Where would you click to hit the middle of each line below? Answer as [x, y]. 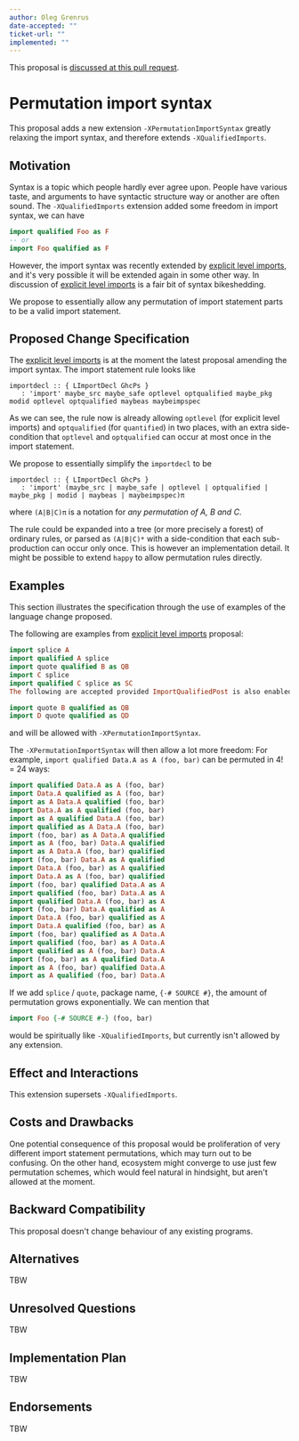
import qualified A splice [59, 659]
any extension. [36, 1045]
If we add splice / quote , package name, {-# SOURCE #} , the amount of [138, 992]
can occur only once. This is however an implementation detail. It [170, 548]
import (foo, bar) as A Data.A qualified [87, 835]
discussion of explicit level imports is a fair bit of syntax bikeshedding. [138, 284]
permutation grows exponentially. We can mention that [109, 1002]
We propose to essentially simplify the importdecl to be [110, 464]
